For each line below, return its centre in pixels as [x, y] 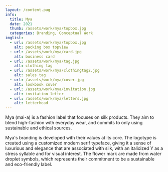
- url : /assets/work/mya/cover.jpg [47, 80]
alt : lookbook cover [36, 84]
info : [11, 15]
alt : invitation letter [39, 94]
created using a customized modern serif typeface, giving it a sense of [78, 143]
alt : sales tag [30, 75]
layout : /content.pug [28, 10]
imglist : [14, 38]
